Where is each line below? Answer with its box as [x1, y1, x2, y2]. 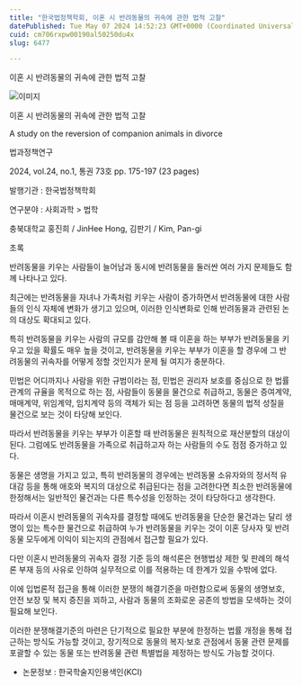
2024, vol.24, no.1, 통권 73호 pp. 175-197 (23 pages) [9, 166, 200, 176]
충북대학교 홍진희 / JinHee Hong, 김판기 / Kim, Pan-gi [9, 223, 202, 234]
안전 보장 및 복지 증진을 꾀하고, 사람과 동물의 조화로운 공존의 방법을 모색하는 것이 [9, 595, 292, 606]
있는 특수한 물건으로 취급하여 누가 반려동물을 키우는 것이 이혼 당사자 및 [25, 523, 273, 534]
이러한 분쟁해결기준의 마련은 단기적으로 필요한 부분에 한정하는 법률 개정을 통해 [9, 625, 283, 636]
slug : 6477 [9, 38, 50, 48]
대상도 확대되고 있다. [18, 314, 92, 325]
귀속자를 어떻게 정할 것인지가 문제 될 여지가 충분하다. [40, 357, 226, 367]
